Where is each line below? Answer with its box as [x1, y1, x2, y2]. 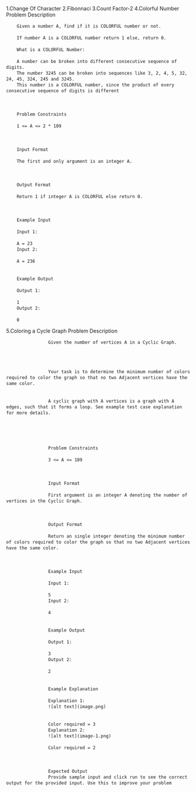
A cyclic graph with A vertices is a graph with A [48, 398, 175, 404]
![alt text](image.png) [48, 704, 107, 710]
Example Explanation [48, 686, 99, 692]
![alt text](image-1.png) [48, 733, 111, 739]
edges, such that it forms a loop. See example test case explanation [6, 404, 183, 410]
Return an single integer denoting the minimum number [48, 533, 185, 539]
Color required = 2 [48, 745, 96, 751]
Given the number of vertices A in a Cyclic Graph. [48, 340, 177, 345]
